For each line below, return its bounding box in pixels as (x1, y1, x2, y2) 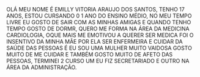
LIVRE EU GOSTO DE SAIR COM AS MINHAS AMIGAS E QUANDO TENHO (6, 19, 191, 25)
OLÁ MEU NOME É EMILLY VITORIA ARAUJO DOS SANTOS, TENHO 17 (6, 6, 185, 13)
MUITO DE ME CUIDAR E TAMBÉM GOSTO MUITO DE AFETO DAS (6, 51, 173, 58)
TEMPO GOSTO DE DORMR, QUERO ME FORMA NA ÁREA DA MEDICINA (6, 25, 190, 32)
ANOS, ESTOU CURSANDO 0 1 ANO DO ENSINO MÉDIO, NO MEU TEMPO (6, 12, 192, 19)
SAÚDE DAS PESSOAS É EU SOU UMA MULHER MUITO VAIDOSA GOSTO (6, 44, 193, 52)
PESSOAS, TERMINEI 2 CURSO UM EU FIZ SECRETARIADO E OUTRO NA (6, 58, 190, 64)
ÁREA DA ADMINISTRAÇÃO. (6, 64, 77, 71)
